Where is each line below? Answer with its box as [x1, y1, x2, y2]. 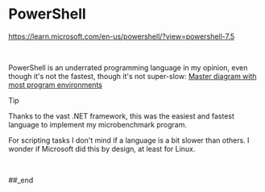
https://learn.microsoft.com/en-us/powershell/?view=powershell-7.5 [8, 31, 235, 41]
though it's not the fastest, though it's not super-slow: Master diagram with [8, 71, 257, 81]
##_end [8, 175, 34, 185]
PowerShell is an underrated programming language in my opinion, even [8, 62, 248, 73]
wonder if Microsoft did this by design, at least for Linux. [8, 144, 196, 153]
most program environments [8, 80, 103, 90]
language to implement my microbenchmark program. [8, 119, 188, 129]
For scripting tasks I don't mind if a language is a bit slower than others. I [8, 135, 250, 145]
